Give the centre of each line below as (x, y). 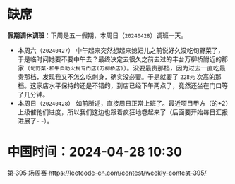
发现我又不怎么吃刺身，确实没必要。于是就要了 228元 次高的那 (132, 76)
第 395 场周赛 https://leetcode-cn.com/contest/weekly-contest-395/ (107, 173)
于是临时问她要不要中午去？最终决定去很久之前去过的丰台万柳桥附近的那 (122, 59)
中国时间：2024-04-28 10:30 (95, 152)
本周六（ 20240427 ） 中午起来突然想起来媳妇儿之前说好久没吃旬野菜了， (121, 50)
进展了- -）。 (35, 121)
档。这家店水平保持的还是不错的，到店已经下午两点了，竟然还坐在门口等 (122, 85)
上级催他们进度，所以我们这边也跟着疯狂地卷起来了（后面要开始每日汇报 (122, 112)
